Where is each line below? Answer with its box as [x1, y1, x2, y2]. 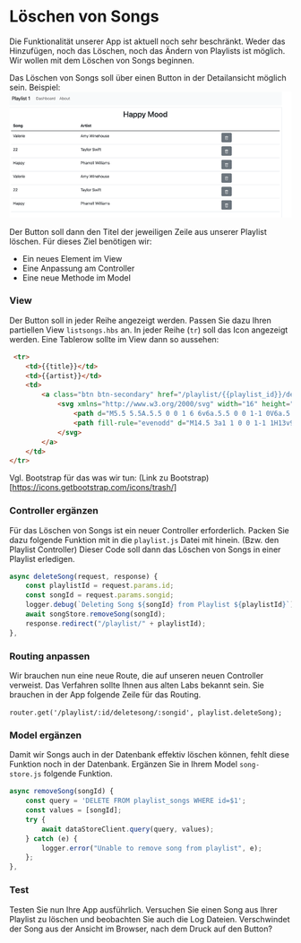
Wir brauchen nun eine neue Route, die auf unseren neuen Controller [9, 670, 264, 681]
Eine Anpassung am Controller [21, 263, 135, 273]
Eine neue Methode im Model [21, 272, 132, 283]
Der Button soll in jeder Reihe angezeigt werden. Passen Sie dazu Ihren [9, 315, 271, 325]
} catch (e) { [25, 834, 78, 844]
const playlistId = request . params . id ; [25, 581, 175, 591]
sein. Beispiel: [9, 82, 61, 92]
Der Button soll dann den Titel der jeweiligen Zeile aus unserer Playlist [9, 226, 267, 237]
